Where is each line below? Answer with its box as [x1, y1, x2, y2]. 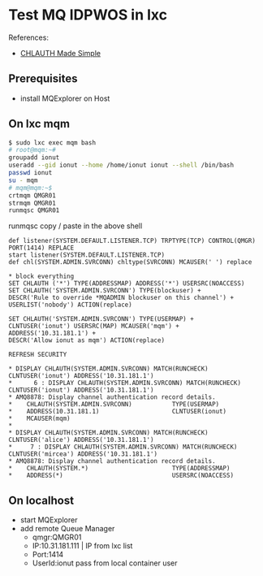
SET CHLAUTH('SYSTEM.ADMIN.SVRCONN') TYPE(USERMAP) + [8, 315, 195, 323]
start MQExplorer [19, 515, 78, 525]
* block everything [8, 272, 75, 281]
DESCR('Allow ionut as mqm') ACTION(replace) [8, 336, 165, 344]
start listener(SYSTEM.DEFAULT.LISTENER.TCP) [8, 251, 165, 259]
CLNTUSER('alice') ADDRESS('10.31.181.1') [8, 436, 154, 444]
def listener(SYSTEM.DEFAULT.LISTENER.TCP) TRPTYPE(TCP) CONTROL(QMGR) [8, 237, 256, 245]
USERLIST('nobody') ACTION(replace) [8, 301, 132, 310]
